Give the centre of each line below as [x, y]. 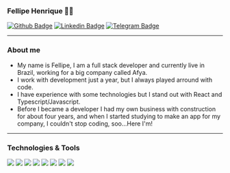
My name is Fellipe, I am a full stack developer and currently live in [111, 65]
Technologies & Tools [43, 148]
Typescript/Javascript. [49, 102]
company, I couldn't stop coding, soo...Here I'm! [85, 124]
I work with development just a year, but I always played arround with [115, 80]
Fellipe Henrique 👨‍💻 [40, 11]
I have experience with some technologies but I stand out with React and [119, 94]
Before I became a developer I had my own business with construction [116, 108]
